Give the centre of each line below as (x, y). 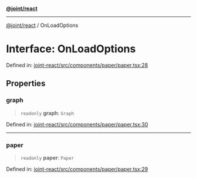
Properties (26, 83)
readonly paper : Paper (47, 158)
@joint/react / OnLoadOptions (42, 25)
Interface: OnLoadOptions (71, 49)
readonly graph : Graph (47, 113)
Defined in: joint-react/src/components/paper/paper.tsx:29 (77, 169)
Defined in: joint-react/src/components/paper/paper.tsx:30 (77, 124)
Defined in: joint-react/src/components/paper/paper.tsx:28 (77, 65)
